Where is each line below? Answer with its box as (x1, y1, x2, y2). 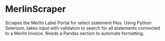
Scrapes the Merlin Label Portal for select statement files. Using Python (5, 20, 152, 26)
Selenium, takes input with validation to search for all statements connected (5, 25, 161, 31)
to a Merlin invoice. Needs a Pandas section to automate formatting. (5, 30, 145, 36)
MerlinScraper (5, 3, 66, 15)
